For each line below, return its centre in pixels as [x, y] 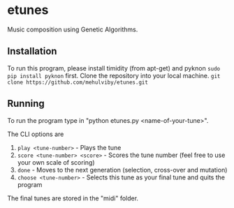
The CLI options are [36, 134]
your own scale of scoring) [56, 162]
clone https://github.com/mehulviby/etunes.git [78, 82]
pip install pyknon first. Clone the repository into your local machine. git [114, 75]
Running [26, 104]
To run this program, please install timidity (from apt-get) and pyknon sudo [114, 68]
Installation [32, 51]
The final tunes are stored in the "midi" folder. [73, 198]
